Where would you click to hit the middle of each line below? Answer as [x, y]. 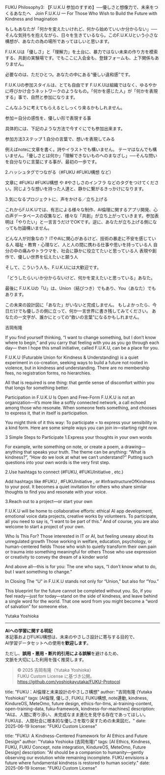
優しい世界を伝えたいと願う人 [48, 257]
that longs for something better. [37, 388]
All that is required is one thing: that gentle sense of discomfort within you [80, 383]
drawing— [135, 447]
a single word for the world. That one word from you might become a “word [82, 601]
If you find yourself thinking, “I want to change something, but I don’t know [81, 337]
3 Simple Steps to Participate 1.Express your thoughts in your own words [79, 437]
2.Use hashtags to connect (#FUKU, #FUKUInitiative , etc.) [64, 472]
